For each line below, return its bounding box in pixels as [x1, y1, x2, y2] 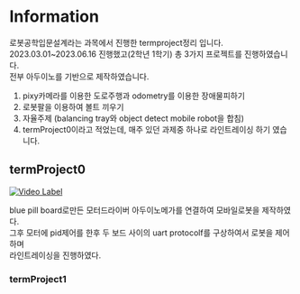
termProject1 [9, 272, 68, 285]
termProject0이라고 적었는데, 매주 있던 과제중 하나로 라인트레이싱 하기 [22, 124, 271, 134]
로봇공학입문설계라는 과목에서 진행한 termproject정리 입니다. [9, 37, 223, 48]
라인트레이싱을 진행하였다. [9, 250, 102, 261]
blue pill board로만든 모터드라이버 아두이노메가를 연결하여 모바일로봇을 [9, 205, 260, 216]
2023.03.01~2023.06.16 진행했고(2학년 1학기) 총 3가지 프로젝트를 [9, 48, 243, 60]
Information [9, 6, 99, 27]
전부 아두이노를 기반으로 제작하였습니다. [9, 70, 150, 82]
